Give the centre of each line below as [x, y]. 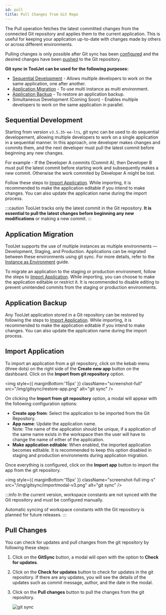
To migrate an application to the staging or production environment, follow [81, 272]
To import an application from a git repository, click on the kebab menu [77, 363]
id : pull [14, 10]
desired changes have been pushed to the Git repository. [63, 59]
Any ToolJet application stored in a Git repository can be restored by [75, 314]
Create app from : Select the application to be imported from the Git [81, 413]
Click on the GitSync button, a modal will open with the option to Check [85, 557]
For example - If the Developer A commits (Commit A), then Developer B [79, 163]
